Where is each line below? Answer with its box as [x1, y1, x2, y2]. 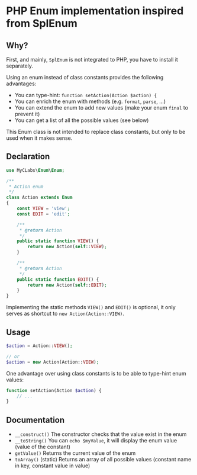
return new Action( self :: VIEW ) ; [27, 244, 108, 250]
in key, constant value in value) [14, 462, 91, 469]
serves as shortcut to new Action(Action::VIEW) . [6, 310, 124, 317]
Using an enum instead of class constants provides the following [6, 74, 164, 81]
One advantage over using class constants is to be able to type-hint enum [6, 370, 186, 377]
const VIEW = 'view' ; [17, 206, 70, 211]
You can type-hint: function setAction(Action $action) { [14, 92, 157, 98]
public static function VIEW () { [17, 238, 99, 244]
